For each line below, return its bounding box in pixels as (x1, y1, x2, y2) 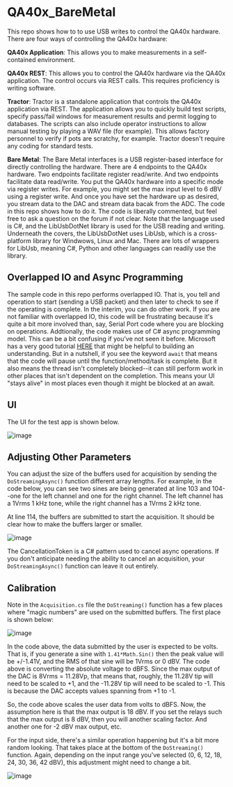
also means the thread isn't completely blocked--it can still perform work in (7, 364, 223, 373)
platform (7, 236, 31, 244)
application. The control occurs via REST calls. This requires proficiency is (7, 76, 220, 84)
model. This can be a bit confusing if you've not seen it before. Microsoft (7, 334, 216, 343)
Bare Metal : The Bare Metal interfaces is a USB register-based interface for (7, 155, 224, 164)
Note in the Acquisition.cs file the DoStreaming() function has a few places (7, 600, 223, 609)
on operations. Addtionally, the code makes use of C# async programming (7, 327, 220, 335)
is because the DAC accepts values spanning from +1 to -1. (7, 687, 176, 695)
